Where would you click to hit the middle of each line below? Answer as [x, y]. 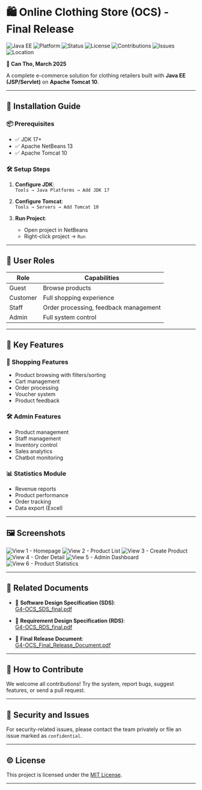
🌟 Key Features [35, 345]
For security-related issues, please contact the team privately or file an [94, 729]
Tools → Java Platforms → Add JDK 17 [62, 190]
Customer [23, 298]
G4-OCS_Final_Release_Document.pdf [63, 645]
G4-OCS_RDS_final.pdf [44, 627]
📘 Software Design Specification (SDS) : [65, 602]
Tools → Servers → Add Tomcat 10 [57, 207]
